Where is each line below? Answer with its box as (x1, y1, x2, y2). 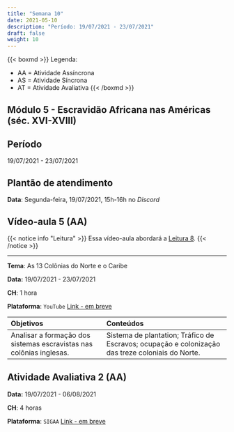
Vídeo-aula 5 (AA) (7, 215, 88, 227)
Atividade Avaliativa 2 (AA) (7, 371, 127, 383)
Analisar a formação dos (10, 330, 91, 340)
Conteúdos (106, 318, 144, 328)
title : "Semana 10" (7, 10, 64, 17)
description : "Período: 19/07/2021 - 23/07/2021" (7, 23, 155, 30)
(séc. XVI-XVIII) (7, 114, 77, 126)
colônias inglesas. (10, 348, 70, 357)
